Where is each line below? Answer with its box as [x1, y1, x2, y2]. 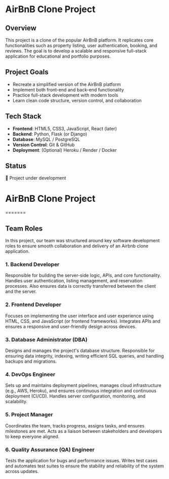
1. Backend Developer [5, 261, 60, 268]
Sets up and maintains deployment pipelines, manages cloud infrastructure [5, 382, 162, 388]
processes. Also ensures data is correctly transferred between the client [5, 283, 156, 289]
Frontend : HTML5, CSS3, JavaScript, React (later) [12, 125, 117, 132]
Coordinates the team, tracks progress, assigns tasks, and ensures [5, 422, 145, 428]
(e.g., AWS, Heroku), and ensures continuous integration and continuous [5, 388, 157, 394]
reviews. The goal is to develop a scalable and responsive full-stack [5, 48, 147, 54]
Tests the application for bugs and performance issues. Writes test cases [5, 457, 158, 463]
